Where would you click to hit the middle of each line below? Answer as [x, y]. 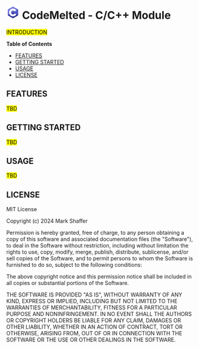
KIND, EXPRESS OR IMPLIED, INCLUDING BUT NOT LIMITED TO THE [92, 301]
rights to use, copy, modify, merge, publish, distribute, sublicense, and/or [97, 252]
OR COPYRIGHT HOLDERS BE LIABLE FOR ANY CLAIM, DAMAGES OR [94, 321]
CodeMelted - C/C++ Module [96, 15]
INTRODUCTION [27, 32]
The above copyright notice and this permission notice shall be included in [99, 277]
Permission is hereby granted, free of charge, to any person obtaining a [95, 233]
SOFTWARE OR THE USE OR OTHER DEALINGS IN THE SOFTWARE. [91, 340]
